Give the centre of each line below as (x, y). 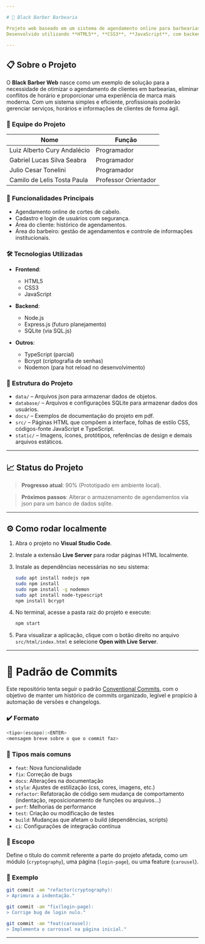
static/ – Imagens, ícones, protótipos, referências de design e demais (103, 435)
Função (126, 140)
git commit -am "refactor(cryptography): (60, 890)
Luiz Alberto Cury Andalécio (50, 150)
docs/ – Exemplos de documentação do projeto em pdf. (85, 416)
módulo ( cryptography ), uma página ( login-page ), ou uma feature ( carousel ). (103, 862)
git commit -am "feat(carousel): (49, 923)
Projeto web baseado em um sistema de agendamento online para (88, 28)
